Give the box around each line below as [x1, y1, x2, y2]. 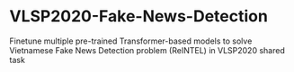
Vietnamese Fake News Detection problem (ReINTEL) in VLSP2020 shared [9, 44, 285, 55]
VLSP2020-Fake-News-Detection [9, 6, 268, 27]
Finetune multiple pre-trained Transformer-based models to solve [9, 36, 253, 46]
